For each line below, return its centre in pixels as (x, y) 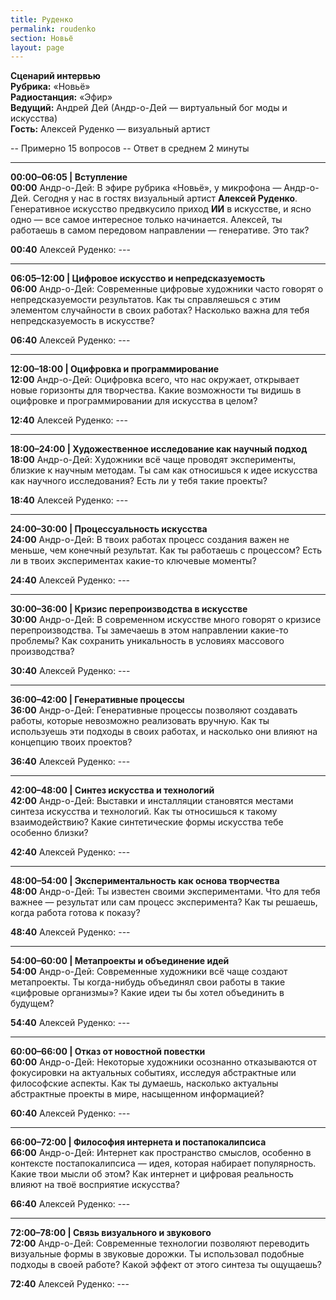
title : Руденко (42, 19)
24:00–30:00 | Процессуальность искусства (109, 529)
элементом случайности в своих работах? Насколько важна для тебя (160, 310)
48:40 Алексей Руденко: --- (70, 932)
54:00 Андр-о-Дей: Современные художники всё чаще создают (149, 972)
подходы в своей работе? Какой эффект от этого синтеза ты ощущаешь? (166, 1265)
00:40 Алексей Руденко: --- (70, 250)
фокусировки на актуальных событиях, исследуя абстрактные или (153, 1073)
